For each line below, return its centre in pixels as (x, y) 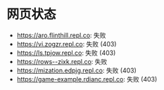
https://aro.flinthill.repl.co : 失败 (61, 35)
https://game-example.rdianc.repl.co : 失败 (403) (87, 79)
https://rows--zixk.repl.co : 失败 (62, 61)
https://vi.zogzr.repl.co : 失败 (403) (67, 44)
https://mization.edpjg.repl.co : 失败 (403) (76, 70)
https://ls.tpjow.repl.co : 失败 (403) (66, 53)
